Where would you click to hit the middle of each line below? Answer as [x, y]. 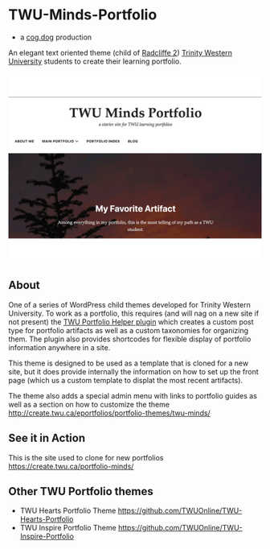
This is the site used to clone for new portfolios [86, 457]
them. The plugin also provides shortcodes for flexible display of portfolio [130, 339]
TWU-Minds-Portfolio [83, 15]
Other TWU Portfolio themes [81, 491]
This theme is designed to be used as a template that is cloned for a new [129, 363]
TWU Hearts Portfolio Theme [68, 511]
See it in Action [47, 438]
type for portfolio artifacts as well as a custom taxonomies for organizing [129, 330]
